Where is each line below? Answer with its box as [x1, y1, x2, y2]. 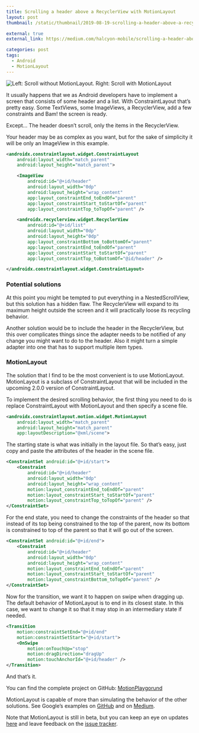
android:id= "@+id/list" [27, 223, 86, 228]
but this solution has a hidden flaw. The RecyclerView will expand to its [6, 300, 179, 307]
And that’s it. [6, 673, 37, 680]
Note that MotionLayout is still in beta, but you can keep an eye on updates [6, 714, 188, 721]
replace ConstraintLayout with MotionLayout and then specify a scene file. [6, 402, 188, 409]
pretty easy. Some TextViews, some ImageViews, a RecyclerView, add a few [6, 104, 192, 111]
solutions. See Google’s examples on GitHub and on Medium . [6, 703, 155, 710]
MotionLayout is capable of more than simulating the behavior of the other [6, 696, 188, 703]
